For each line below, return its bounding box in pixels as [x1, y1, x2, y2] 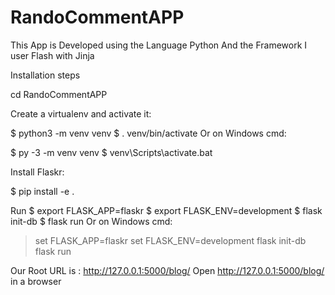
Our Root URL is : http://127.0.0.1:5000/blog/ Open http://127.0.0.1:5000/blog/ [10, 264, 325, 276]
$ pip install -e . [10, 185, 75, 197]
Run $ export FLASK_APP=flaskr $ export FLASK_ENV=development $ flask [10, 204, 323, 216]
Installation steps [10, 69, 81, 81]
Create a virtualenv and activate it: [10, 107, 152, 120]
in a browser [10, 275, 62, 287]
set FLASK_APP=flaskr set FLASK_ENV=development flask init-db [34, 234, 307, 246]
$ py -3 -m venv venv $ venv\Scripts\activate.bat [10, 146, 213, 158]
